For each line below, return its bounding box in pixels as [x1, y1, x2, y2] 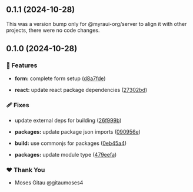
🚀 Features [6, 61, 38, 69]
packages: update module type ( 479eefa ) [14, 151, 117, 158]
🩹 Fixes [6, 101, 29, 110]
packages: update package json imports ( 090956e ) [14, 128, 141, 135]
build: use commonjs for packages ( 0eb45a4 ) [14, 140, 127, 147]
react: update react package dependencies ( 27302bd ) [14, 86, 148, 93]
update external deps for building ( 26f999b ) [14, 117, 122, 124]
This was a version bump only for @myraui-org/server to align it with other [6, 20, 187, 27]
